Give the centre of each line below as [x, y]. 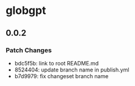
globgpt [26, 11]
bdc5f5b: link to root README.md [57, 63]
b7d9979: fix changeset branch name [61, 76]
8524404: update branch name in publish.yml [72, 70]
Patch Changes [29, 50]
